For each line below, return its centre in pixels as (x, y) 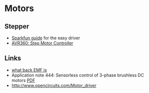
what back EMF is (29, 70)
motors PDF (23, 80)
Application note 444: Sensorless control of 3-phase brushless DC (78, 75)
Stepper (17, 26)
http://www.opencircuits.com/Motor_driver (54, 85)
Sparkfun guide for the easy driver (46, 38)
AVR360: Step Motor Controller (42, 43)
